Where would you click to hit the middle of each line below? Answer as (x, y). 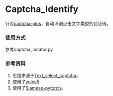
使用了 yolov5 (26, 82)
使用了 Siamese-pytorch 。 (39, 88)
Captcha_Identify (42, 9)
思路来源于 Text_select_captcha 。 (46, 75)
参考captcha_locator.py (29, 49)
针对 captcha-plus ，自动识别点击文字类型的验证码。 (58, 23)
